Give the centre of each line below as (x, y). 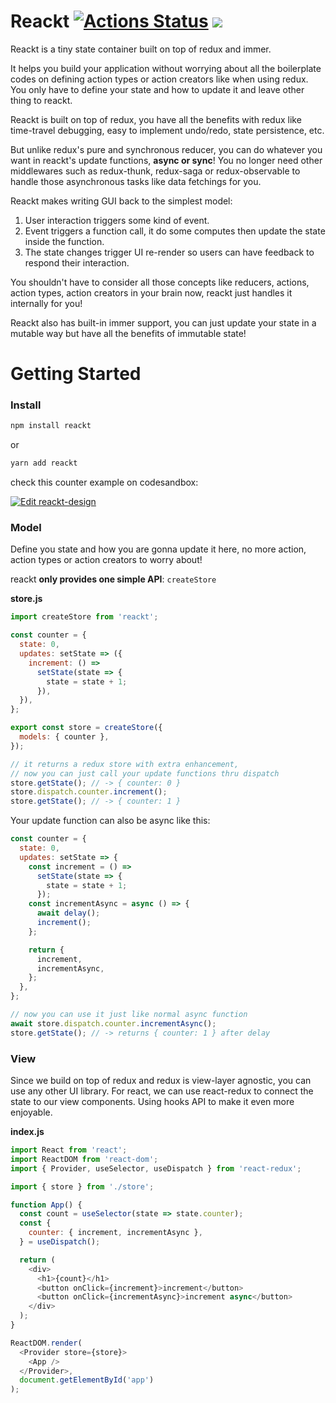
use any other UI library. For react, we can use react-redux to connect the (162, 1091)
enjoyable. (31, 1112)
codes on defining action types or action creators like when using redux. (159, 79)
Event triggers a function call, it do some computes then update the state (175, 231)
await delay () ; (68, 913)
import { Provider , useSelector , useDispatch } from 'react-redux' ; (156, 1168)
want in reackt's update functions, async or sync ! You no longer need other (166, 160)
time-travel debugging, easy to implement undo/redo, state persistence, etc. (167, 130)
